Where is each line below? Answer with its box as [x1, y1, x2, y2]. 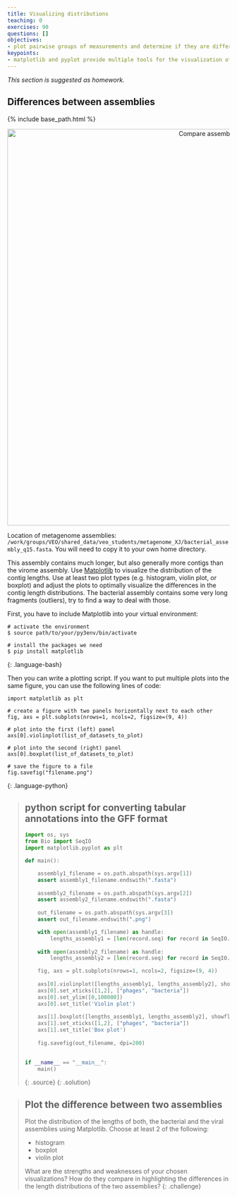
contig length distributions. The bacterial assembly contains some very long [7, 588, 228, 596]
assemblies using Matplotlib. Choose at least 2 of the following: [24, 1125, 209, 1134]
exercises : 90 [7, 23, 49, 30]
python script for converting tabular [24, 802, 187, 814]
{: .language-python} [7, 781, 68, 790]
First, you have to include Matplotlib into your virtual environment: [7, 609, 199, 618]
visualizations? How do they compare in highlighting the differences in [24, 1174, 229, 1183]
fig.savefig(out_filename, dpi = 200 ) [37, 1039, 145, 1047]
